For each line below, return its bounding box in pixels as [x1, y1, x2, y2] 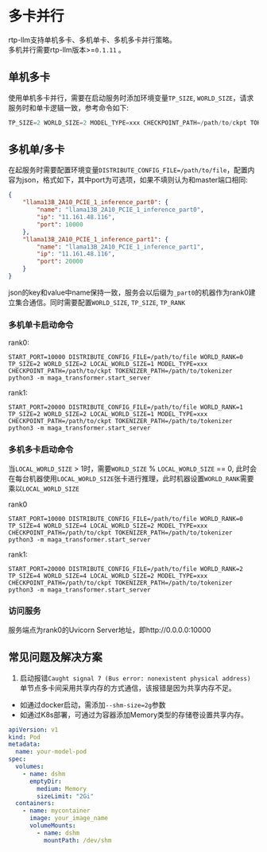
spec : [8, 755, 26, 763]
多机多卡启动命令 [8, 444, 74, 455]
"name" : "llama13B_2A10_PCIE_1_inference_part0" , [37, 206, 204, 214]
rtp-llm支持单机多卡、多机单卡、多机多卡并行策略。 [8, 35, 177, 44]
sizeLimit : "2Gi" [37, 792, 94, 800]
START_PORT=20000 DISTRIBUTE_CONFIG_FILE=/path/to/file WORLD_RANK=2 [8, 565, 244, 572]
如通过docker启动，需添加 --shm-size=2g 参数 [19, 700, 166, 709]
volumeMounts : [29, 822, 77, 830]
